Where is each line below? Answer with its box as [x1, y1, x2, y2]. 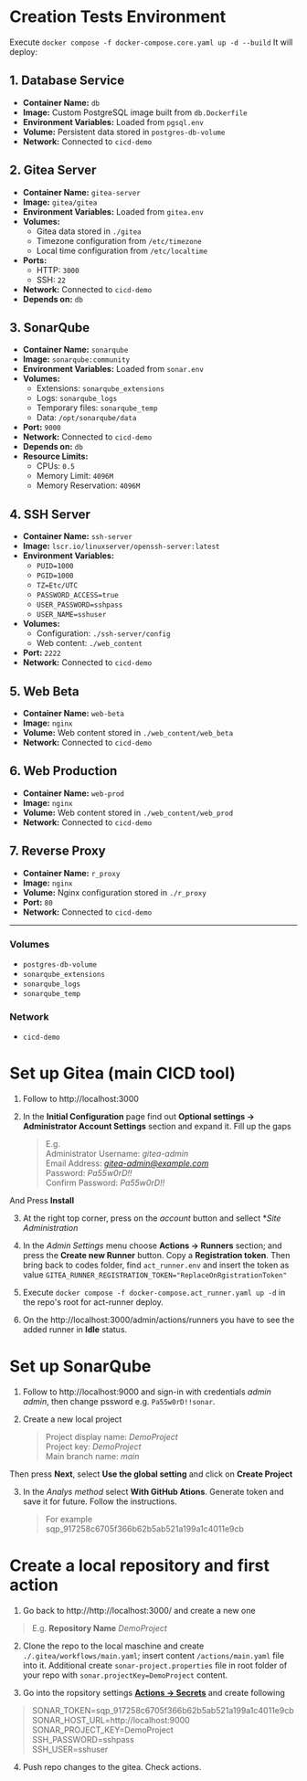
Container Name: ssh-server [22, 531, 132, 542]
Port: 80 [22, 896, 53, 907]
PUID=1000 [36, 562, 75, 571]
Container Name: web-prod [22, 788, 125, 799]
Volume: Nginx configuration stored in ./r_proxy [22, 886, 207, 897]
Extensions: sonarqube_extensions [36, 383, 164, 394]
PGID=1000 [36, 571, 75, 581]
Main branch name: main [45, 1451, 140, 1462]
